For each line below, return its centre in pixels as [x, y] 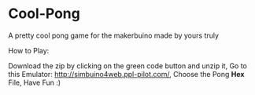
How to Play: [29, 50]
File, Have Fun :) [35, 82]
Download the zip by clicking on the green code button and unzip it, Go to [128, 66]
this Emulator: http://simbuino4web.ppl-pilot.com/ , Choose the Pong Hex [126, 74]
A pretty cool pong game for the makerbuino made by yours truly [113, 35]
